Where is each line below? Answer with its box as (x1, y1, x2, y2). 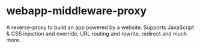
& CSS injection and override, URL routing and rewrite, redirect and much (6, 30, 187, 37)
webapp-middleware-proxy (6, 4, 147, 18)
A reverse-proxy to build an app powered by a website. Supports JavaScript (6, 24, 194, 31)
